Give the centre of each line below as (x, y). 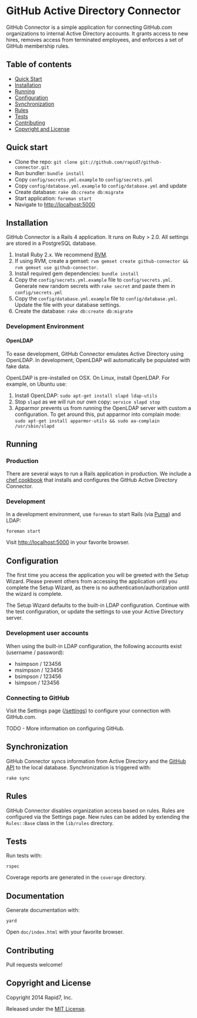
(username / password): (35, 652)
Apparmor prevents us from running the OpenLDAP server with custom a (103, 408)
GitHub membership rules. (38, 46)
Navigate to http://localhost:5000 (55, 204)
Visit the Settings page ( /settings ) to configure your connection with (88, 710)
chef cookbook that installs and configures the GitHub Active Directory (92, 480)
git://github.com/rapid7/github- (121, 162)
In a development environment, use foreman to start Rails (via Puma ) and (94, 514)
